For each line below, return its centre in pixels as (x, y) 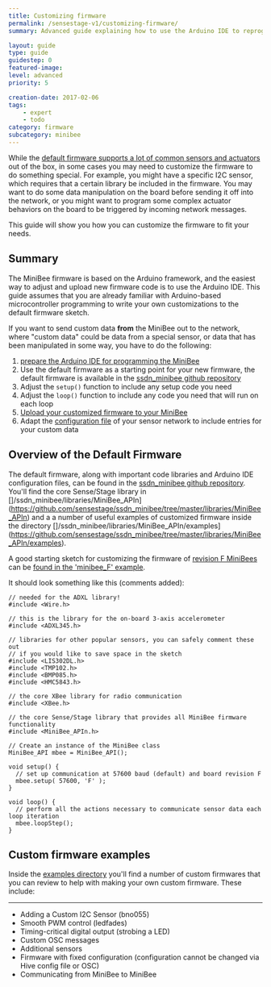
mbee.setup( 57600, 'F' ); (61, 781)
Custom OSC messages (59, 940)
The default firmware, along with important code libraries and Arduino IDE (131, 474)
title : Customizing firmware (57, 16)
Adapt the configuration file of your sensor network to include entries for (141, 421)
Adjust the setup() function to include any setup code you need (126, 386)
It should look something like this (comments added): (96, 582)
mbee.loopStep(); (45, 823)
